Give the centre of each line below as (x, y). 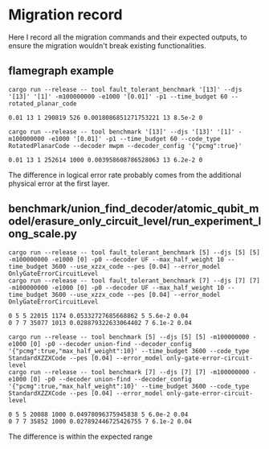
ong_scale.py (43, 234)
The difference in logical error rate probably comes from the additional (125, 175)
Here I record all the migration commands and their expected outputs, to (128, 37)
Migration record (65, 15)
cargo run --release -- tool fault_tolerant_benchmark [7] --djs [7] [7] (134, 280)
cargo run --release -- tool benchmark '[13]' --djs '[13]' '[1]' (122, 132)
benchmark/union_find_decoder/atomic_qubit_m (134, 209)
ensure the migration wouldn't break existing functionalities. (107, 45)
